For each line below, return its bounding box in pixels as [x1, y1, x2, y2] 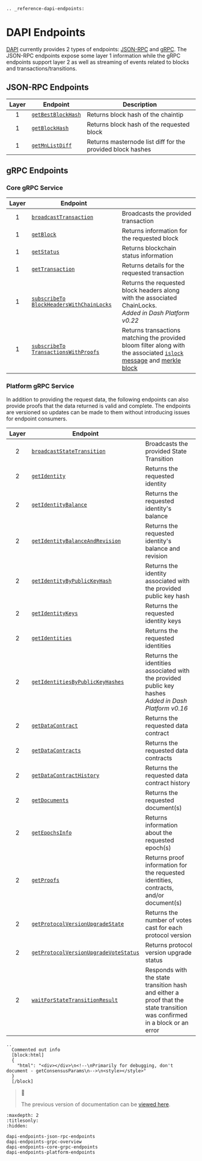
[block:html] [11, 1052, 44, 1058]
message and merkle [121, 356, 182, 365]
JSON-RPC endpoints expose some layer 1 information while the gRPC [6, 52, 181, 59]
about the [145, 828, 173, 837]
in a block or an [145, 1018, 189, 1027]
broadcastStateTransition [31, 448, 106, 455]
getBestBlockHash [31, 111, 81, 118]
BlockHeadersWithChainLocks [31, 302, 112, 308]
